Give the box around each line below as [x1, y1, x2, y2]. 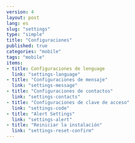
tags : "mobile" [6, 54, 45, 60]
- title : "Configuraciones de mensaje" [6, 77, 108, 83]
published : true [6, 43, 48, 49]
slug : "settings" [6, 26, 51, 32]
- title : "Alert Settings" [6, 111, 75, 117]
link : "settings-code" [12, 105, 70, 111]
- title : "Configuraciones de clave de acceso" [6, 99, 130, 105]
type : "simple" [6, 32, 45, 38]
